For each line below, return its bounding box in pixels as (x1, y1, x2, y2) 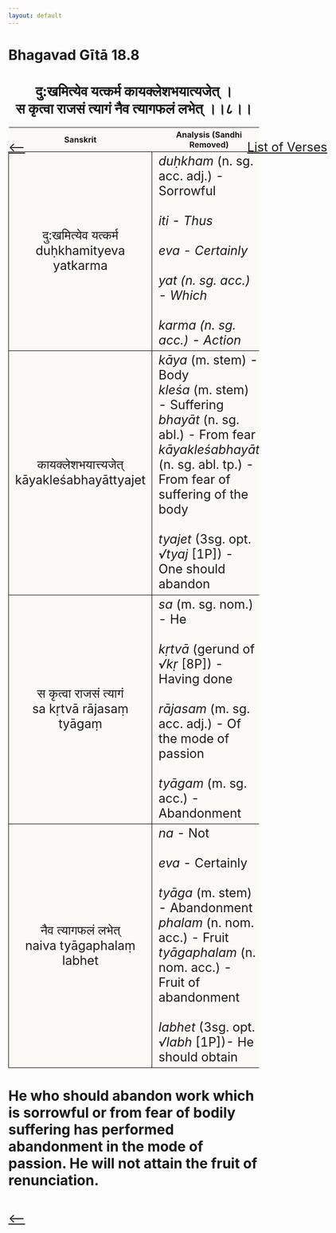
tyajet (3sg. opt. (158, 531, 252, 548)
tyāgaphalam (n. (158, 945, 256, 960)
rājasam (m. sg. (158, 700, 251, 716)
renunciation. (8, 1172, 100, 1190)
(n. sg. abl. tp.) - (158, 457, 255, 473)
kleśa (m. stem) (158, 382, 249, 398)
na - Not (158, 825, 209, 841)
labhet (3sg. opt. (158, 1020, 256, 1035)
